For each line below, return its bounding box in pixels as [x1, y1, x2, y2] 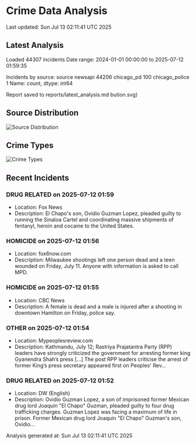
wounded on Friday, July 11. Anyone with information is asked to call [14, 263, 179, 270]
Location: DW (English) [14, 390, 70, 397]
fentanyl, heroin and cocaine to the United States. [14, 222, 135, 229]
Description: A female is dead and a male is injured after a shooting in [14, 303, 183, 310]
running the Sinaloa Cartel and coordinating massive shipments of [14, 216, 174, 223]
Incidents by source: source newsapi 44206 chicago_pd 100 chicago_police [6, 73, 190, 80]
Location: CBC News [14, 296, 65, 303]
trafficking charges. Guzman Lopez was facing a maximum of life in [14, 408, 177, 416]
